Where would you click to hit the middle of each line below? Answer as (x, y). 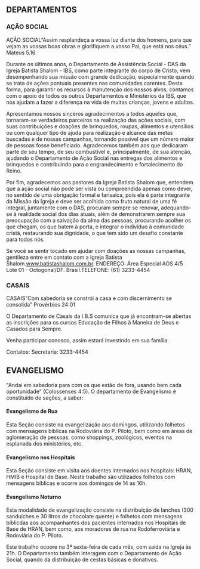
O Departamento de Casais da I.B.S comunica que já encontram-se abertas (99, 316)
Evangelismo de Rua (32, 412)
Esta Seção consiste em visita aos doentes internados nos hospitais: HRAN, (99, 471)
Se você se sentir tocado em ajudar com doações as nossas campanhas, (96, 251)
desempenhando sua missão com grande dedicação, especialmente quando (100, 76)
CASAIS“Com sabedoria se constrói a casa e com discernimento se (89, 298)
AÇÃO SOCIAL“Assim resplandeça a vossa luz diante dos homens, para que (99, 40)
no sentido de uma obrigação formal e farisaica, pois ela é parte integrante (98, 195)
